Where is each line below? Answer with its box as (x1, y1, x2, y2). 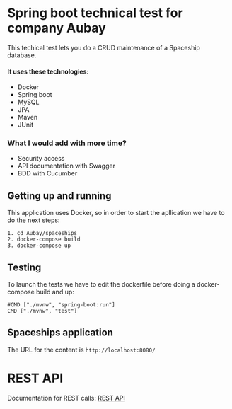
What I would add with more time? (7, 138, 127, 148)
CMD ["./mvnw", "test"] (7, 308, 78, 315)
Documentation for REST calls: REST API (7, 393, 126, 402)
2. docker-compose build (7, 236, 81, 243)
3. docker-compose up (7, 242, 71, 249)
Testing (7, 261, 42, 273)
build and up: (36, 288, 74, 296)
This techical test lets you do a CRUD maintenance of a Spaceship (7, 43, 200, 52)
